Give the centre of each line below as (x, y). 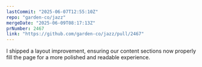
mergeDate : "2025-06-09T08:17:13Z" (51, 23)
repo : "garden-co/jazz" (36, 17)
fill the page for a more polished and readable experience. (78, 57)
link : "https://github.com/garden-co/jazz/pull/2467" (75, 34)
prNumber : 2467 (25, 28)
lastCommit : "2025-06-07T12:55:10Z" (52, 12)
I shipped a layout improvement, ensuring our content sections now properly (101, 51)
